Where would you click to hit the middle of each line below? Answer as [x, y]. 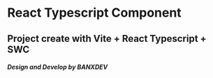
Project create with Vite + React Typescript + [107, 39]
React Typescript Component [94, 13]
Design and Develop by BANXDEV [58, 67]
